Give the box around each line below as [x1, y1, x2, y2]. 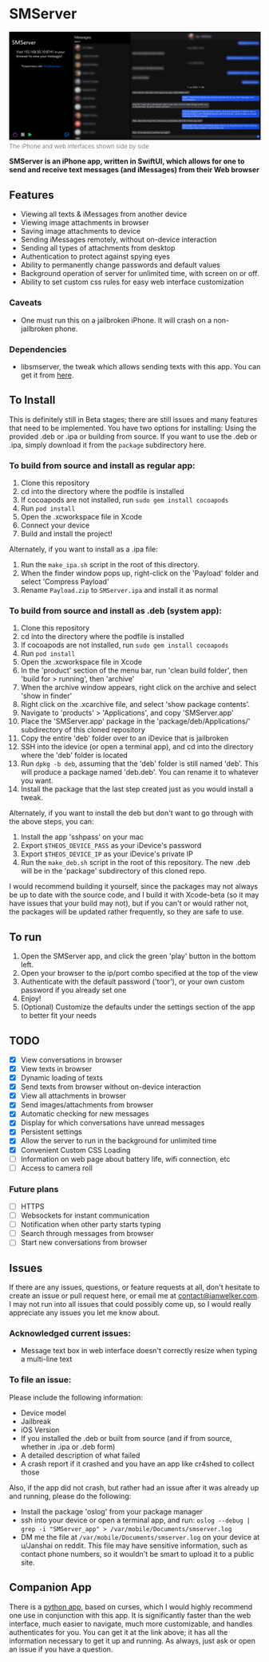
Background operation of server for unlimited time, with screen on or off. [20, 269, 259, 278]
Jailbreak [20, 1416, 51, 1426]
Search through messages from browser [20, 1229, 154, 1238]
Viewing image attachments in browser [20, 218, 149, 227]
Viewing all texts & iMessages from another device [20, 209, 188, 219]
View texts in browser [20, 1064, 93, 1073]
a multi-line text [20, 1354, 73, 1364]
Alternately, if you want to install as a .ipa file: [9, 544, 158, 554]
